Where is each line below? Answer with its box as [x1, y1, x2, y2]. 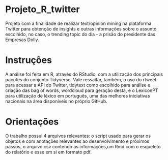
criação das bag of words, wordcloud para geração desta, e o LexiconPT [5, 87, 159, 93]
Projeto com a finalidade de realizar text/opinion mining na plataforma [5, 20, 152, 26]
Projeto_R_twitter [5, 4, 80, 15]
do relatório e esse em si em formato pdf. [5, 149, 92, 155]
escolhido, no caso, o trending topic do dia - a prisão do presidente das [5, 31, 155, 37]
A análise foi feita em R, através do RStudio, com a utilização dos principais [5, 71, 163, 77]
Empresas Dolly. [5, 37, 39, 43]
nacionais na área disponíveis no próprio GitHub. [5, 98, 108, 104]
